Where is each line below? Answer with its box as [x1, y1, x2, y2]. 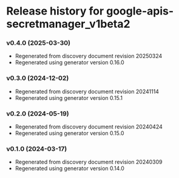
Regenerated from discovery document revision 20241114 [15, 88, 160, 95]
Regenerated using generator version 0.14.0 [15, 165, 124, 172]
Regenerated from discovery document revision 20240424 [15, 123, 163, 131]
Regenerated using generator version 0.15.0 [15, 130, 124, 137]
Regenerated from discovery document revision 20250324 [15, 53, 163, 60]
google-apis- [106, 4, 174, 18]
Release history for [6, 4, 104, 18]
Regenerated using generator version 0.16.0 [15, 59, 124, 66]
